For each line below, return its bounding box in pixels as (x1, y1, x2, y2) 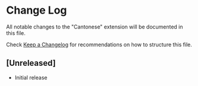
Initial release (14, 74, 47, 81)
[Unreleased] (6, 58, 56, 68)
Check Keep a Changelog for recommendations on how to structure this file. (6, 41, 193, 48)
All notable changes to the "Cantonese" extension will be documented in (6, 23, 183, 30)
